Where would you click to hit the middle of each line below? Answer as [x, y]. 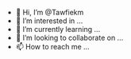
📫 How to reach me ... [52, 47]
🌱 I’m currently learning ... [58, 29]
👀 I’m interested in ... [49, 21]
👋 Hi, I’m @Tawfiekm [50, 12]
